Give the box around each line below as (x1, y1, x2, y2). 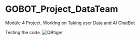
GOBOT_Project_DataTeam (5, 3, 118, 15)
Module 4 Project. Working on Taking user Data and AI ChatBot (5, 20, 135, 26)
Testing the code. (5, 29, 41, 35)
